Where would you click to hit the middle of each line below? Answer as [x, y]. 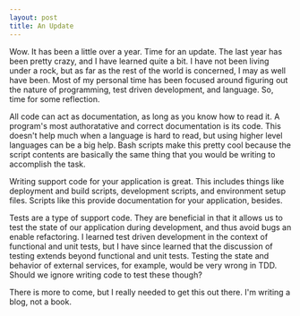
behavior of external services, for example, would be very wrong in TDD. [143, 265]
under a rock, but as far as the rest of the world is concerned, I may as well [148, 70]
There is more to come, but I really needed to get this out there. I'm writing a [150, 292]
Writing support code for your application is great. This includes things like [147, 181]
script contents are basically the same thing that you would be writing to [142, 154]
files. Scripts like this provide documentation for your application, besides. [146, 200]
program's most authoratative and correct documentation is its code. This [146, 125]
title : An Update [42, 26]
